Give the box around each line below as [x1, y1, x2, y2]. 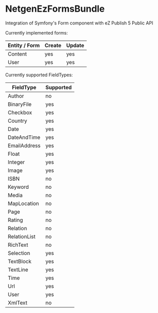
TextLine [8, 266, 29, 273]
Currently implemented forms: [5, 30, 68, 36]
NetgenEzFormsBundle [5, 3, 105, 15]
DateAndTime [8, 133, 41, 140]
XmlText [8, 299, 28, 306]
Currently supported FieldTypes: [5, 72, 73, 78]
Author [8, 92, 24, 99]
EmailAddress [8, 142, 41, 149]
